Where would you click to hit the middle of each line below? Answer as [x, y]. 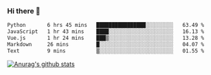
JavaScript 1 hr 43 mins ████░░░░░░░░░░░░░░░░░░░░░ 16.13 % [106, 32]
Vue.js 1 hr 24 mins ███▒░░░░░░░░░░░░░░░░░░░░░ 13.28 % [106, 38]
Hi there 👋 [24, 11]
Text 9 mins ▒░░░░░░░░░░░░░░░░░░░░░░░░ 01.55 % [106, 51]
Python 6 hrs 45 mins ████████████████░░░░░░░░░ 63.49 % [106, 25]
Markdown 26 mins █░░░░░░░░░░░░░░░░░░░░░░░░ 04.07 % [106, 44]
